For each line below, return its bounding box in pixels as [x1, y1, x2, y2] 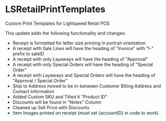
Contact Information [12, 88, 54, 94]
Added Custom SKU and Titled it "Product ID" [12, 94, 107, 100]
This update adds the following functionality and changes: [5, 30, 126, 36]
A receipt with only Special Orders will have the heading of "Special [12, 61, 153, 67]
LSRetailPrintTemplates [5, 4, 106, 15]
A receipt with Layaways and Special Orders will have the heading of [12, 72, 155, 78]
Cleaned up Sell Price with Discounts [12, 104, 90, 110]
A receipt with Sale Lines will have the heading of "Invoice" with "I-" [12, 45, 154, 51]
